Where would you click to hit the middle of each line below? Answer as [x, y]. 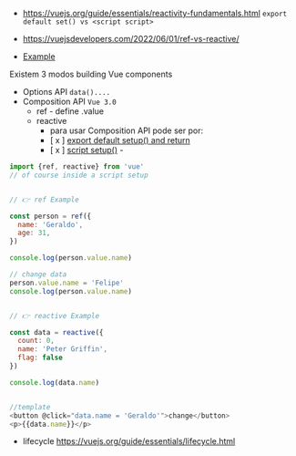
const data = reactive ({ [56, 332]
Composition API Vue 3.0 [69, 101]
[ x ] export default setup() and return [120, 140]
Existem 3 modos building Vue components [91, 74]
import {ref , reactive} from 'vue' [77, 167]
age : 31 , [34, 233]
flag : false [41, 358]
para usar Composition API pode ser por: [126, 130]
